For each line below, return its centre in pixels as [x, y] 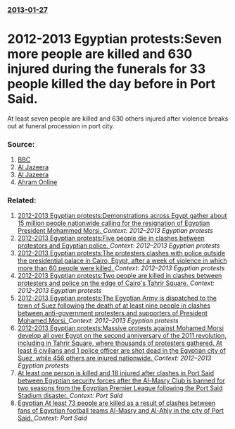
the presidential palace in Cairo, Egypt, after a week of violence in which [122, 261]
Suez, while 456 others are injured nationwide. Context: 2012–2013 [114, 358]
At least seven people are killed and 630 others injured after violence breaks [118, 119]
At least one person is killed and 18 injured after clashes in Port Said [116, 373]
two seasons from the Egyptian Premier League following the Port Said [120, 388]
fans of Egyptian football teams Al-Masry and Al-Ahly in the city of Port [120, 411]
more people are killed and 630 [100, 54]
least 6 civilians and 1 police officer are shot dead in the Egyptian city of [122, 351]
